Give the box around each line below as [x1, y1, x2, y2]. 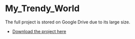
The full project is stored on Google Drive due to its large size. [5, 19, 131, 25]
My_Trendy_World [5, 3, 80, 14]
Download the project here [12, 28, 66, 34]
